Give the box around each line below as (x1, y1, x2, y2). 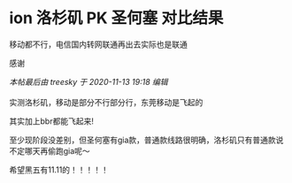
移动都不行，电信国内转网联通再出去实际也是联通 (9, 39, 188, 50)
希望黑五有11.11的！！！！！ (9, 164, 109, 175)
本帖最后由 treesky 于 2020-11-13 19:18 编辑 (9, 76, 168, 87)
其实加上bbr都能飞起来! (9, 116, 95, 126)
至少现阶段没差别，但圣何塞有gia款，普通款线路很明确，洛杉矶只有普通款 (9, 134, 276, 145)
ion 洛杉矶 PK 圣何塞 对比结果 (9, 8, 224, 28)
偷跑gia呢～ (47, 145, 90, 156)
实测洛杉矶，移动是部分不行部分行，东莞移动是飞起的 (9, 96, 204, 107)
